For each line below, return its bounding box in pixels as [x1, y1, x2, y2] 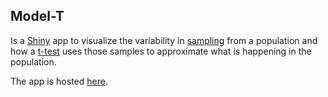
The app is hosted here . [10, 75, 108, 87]
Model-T [10, 8, 65, 25]
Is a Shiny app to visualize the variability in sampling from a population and [10, 34, 318, 46]
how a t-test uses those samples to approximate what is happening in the [10, 45, 312, 57]
